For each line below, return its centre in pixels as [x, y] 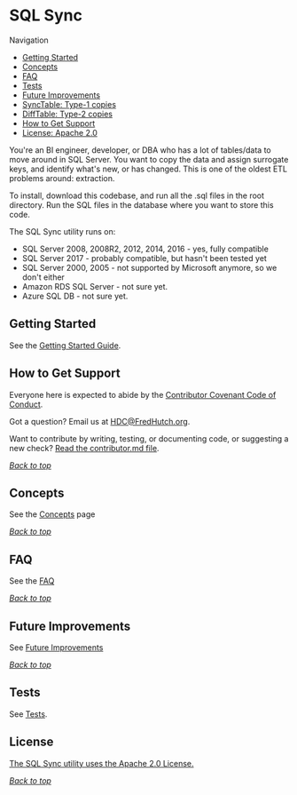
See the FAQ [32, 581]
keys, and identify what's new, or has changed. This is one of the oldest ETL [148, 169]
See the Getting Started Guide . [65, 345]
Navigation [29, 40]
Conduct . [26, 404]
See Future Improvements [56, 648]
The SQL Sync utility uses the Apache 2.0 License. [102, 763]
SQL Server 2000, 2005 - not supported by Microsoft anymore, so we [149, 267]
